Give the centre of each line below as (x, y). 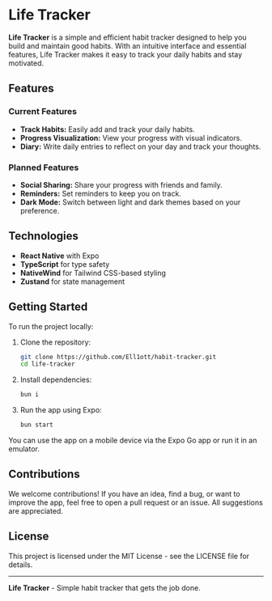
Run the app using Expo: (61, 410)
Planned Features (44, 167)
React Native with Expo (59, 256)
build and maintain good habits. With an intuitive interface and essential (127, 45)
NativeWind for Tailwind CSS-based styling (93, 273)
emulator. (24, 449)
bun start (37, 425)
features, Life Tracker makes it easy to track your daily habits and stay (125, 54)
